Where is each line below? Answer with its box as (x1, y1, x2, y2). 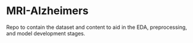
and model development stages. (6, 29, 85, 37)
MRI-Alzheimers (6, 4, 89, 18)
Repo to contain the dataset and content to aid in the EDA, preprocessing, (6, 24, 187, 31)
